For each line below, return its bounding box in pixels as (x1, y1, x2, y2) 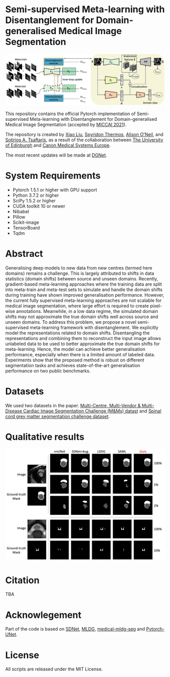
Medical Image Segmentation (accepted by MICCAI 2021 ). (5, 121, 127, 127)
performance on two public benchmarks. (5, 368, 91, 374)
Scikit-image (12, 219, 40, 225)
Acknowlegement (5, 609, 82, 620)
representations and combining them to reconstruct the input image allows (5, 335, 161, 341)
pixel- (150, 302, 162, 309)
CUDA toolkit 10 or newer (12, 203, 65, 209)
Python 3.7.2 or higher (12, 192, 59, 198)
